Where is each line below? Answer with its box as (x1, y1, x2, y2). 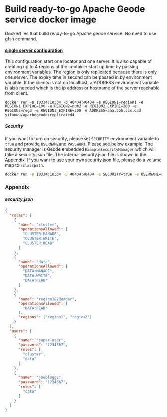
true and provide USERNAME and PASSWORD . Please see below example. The (5, 141, 153, 147)
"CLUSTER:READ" (23, 241, 55, 246)
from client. (5, 90, 29, 96)
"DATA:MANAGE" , (23, 269, 55, 274)
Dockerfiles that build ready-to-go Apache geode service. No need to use (5, 30, 157, 36)
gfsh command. (5, 36, 37, 42)
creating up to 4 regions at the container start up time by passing (5, 64, 138, 70)
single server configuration (5, 47, 63, 53)
